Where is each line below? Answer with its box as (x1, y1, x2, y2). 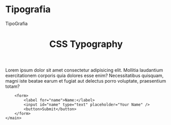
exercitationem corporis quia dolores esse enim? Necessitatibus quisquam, (5, 72, 164, 79)
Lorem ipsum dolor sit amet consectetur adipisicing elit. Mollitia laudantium (5, 67, 163, 73)
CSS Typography (49, 38, 123, 50)
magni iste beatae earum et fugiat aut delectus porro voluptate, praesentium (5, 78, 166, 84)
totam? (5, 83, 20, 90)
